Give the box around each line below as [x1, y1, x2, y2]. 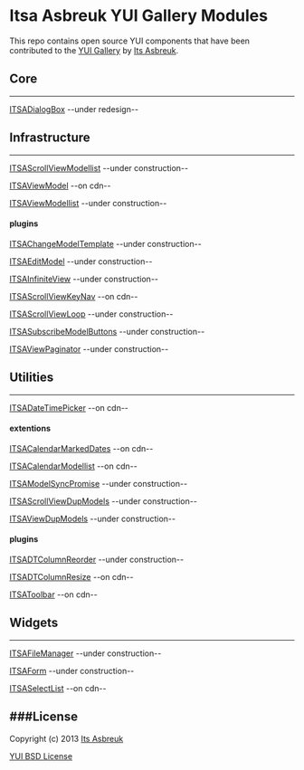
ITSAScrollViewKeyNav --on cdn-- [9, 290, 138, 301]
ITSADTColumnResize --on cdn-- [9, 571, 134, 582]
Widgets [9, 615, 59, 631]
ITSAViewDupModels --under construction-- [9, 513, 176, 524]
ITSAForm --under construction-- [9, 665, 135, 676]
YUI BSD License [9, 750, 73, 761]
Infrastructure [9, 130, 90, 146]
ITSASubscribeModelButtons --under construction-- [9, 326, 205, 337]
